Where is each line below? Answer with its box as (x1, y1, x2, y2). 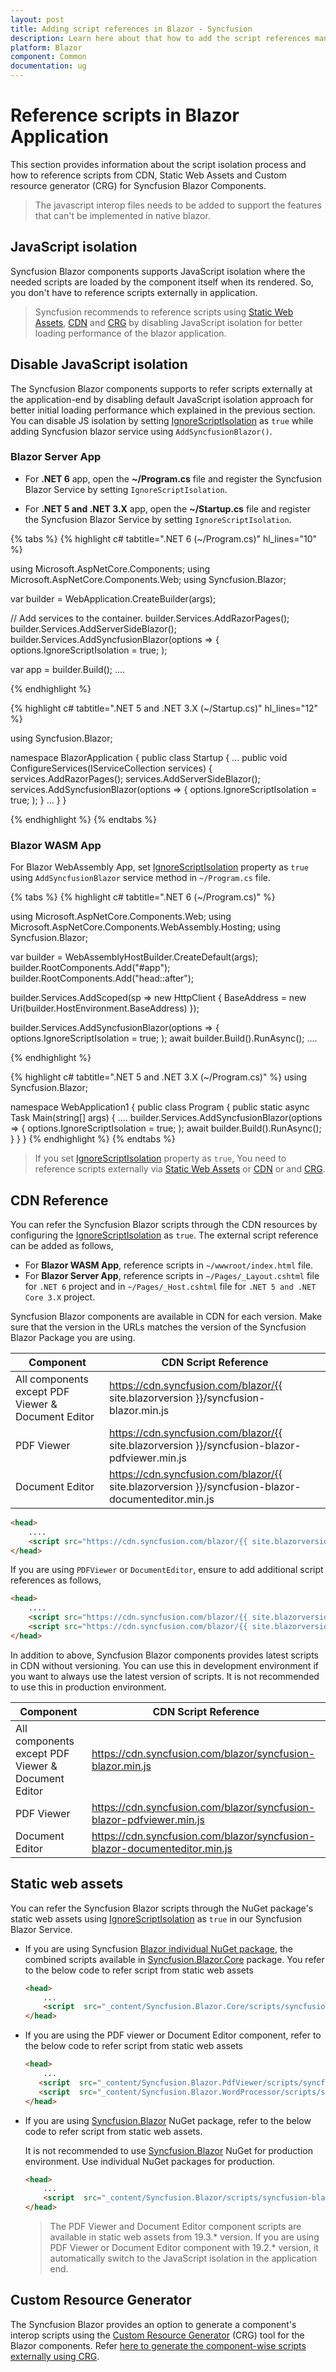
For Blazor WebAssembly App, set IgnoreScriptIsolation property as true (10, 861, 309, 873)
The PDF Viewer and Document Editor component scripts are (49, 2221, 302, 2233)
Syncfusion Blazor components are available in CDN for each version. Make (10, 1310, 323, 1322)
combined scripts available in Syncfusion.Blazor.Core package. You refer (24, 1953, 325, 1965)
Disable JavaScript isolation (10, 356, 188, 373)
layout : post (10, 14, 65, 25)
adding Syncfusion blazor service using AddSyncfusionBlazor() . (10, 425, 273, 437)
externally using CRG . (10, 2350, 100, 2362)
